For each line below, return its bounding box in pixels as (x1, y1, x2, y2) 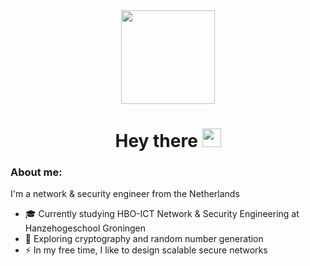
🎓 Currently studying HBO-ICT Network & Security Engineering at (24, 208, 300, 220)
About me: (10, 165, 63, 179)
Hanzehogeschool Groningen (24, 222, 147, 234)
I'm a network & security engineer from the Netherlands (10, 188, 240, 200)
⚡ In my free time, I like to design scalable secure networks (24, 244, 268, 256)
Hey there (114, 130, 198, 153)
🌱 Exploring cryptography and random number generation (24, 233, 264, 245)
